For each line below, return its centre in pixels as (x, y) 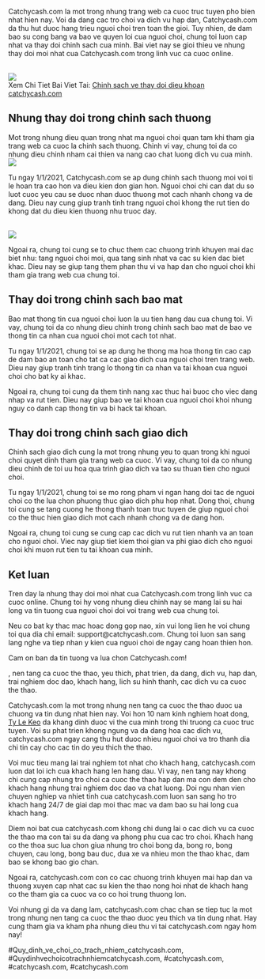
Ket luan (29, 575)
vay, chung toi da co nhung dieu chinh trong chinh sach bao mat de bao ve (130, 327)
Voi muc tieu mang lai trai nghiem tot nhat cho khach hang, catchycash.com (132, 763)
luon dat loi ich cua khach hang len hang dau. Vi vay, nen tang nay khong (127, 771)
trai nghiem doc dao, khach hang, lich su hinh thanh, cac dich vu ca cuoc (127, 682)
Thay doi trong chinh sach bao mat (96, 300)
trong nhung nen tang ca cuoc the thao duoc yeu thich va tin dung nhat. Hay (132, 918)
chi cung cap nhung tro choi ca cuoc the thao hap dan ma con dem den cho (132, 780)
